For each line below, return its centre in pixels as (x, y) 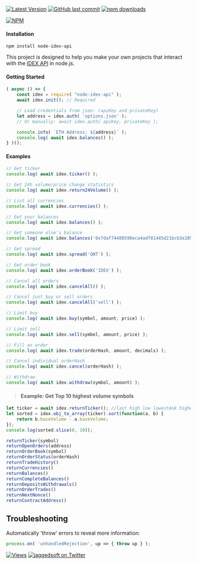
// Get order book (28, 265)
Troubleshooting (37, 519)
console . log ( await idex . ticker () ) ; (52, 174)
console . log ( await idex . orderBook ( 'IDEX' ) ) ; (64, 270)
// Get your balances (33, 217)
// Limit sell (23, 329)
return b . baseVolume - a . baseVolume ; (63, 419)
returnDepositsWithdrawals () (42, 484)
